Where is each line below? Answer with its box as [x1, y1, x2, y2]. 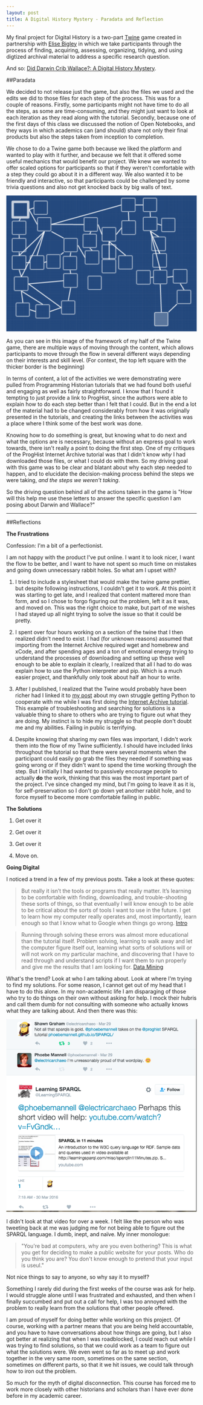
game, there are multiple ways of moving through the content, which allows [6, 344, 194, 351]
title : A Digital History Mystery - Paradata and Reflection [6, 16, 164, 22]
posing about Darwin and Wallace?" [6, 501, 95, 508]
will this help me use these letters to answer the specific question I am [6, 494, 181, 502]
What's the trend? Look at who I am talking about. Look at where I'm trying [6, 975, 192, 982]
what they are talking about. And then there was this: [6, 1007, 138, 1014]
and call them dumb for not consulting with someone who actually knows [6, 1000, 188, 1007]
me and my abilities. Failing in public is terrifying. [14, 724, 137, 731]
